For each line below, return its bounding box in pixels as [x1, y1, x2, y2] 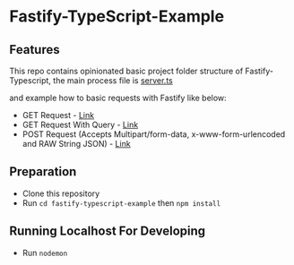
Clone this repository [22, 188, 100, 199]
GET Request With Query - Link [22, 119, 139, 130]
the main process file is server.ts [53, 75, 173, 86]
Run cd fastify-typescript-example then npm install [22, 197, 221, 208]
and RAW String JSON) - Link [22, 139, 132, 149]
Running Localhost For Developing [9, 224, 206, 239]
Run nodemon [22, 247, 68, 258]
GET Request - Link [22, 110, 95, 120]
